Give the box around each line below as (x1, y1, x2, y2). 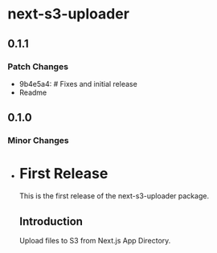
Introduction (18, 214, 84, 228)
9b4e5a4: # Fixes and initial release (18, 79, 137, 88)
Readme (18, 88, 47, 97)
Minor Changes (7, 135, 69, 146)
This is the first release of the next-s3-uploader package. (18, 191, 210, 201)
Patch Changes (7, 61, 69, 72)
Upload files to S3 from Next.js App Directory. (18, 235, 171, 245)
